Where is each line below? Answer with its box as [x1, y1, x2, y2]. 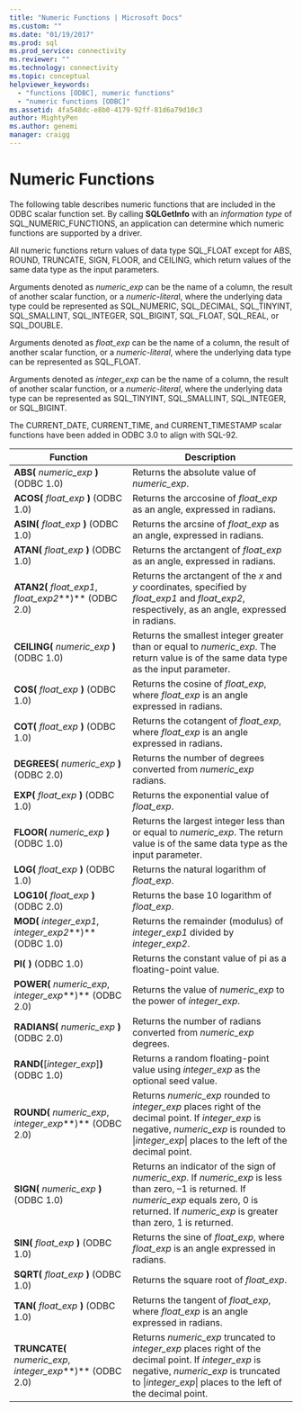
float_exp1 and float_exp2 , [131, 591, 245, 604]
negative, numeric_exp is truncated [131, 1364, 280, 1377]
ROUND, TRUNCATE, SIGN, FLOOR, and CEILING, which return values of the [9, 254, 292, 265]
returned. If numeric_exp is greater [131, 1205, 279, 1218]
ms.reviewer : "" [9, 55, 70, 64]
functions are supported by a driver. [9, 227, 142, 238]
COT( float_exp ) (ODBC [13, 720, 117, 732]
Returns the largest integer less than [131, 814, 286, 827]
